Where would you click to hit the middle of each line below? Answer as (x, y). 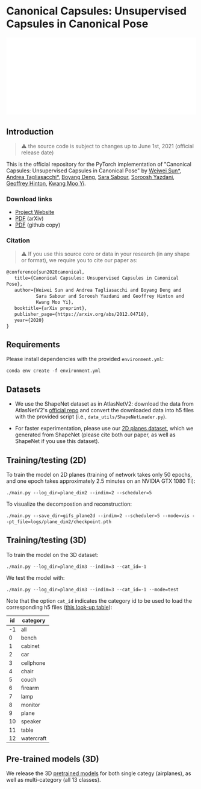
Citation (18, 240)
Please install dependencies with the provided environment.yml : (85, 359)
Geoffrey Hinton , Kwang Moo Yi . (46, 183)
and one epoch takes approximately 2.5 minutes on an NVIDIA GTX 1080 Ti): (101, 481)
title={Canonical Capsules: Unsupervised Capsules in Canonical (97, 278)
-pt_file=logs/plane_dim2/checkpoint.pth (59, 522)
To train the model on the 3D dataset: (52, 555)
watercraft (34, 738)
